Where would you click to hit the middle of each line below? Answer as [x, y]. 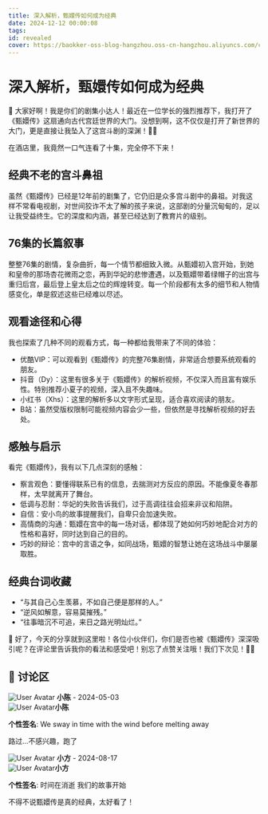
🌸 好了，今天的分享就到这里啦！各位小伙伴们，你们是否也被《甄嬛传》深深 [130, 639]
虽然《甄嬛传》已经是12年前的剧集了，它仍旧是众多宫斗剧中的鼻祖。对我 [127, 195]
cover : [19, 45]
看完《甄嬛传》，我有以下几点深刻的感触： [77, 467]
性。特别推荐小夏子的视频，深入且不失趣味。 [93, 389]
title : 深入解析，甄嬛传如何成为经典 [63, 16]
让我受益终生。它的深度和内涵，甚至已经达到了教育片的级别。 [110, 215]
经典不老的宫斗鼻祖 [55, 175]
